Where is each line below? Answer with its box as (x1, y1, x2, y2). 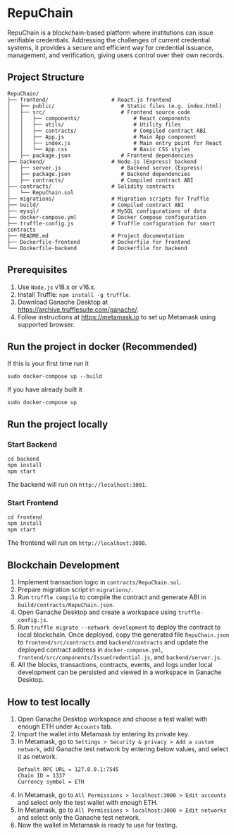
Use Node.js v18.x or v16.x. (17, 283, 97, 291)
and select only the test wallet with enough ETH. (17, 798, 159, 806)
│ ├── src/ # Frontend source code (7, 108, 191, 116)
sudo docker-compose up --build (7, 373, 102, 380)
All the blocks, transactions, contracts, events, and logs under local (17, 661, 213, 669)
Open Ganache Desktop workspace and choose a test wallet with (17, 714, 208, 723)
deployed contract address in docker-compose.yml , (17, 645, 163, 654)
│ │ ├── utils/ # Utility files (7, 121, 181, 128)
